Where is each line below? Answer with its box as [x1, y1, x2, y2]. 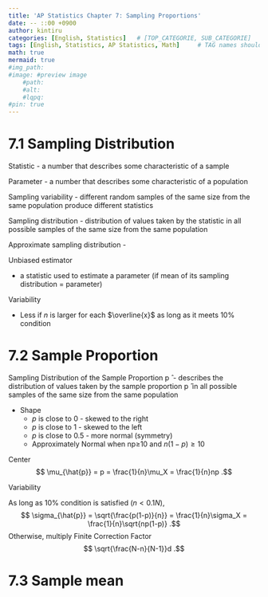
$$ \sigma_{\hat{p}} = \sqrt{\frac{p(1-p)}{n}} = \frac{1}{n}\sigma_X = [21, 511, 247, 520]
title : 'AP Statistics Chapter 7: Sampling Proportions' [8, 11, 202, 20]
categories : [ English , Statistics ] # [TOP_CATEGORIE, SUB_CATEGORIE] [8, 33, 251, 42]
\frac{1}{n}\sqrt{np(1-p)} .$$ [87, 519, 181, 528]
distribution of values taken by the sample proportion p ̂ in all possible [8, 382, 238, 391]
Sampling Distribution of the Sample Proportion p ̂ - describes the [8, 373, 223, 383]
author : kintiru [8, 26, 62, 34]
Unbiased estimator [8, 256, 73, 265]
